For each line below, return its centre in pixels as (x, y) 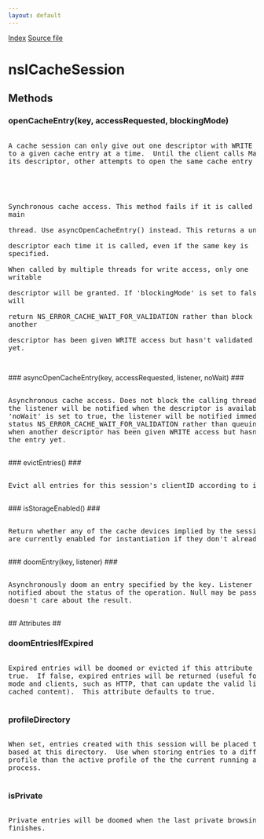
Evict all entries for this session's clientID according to (128, 485)
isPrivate (26, 796)
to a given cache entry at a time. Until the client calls (126, 153)
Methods (31, 99)
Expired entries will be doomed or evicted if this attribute (130, 668)
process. (25, 768)
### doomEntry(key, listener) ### (63, 562)
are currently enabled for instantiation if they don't (118, 539)
